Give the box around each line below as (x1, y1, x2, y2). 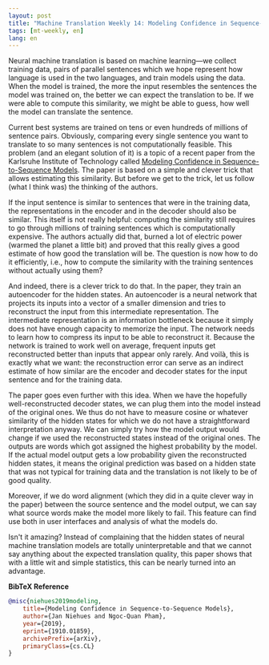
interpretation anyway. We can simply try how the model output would (8, 425, 239, 434)
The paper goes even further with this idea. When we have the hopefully (8, 390, 247, 401)
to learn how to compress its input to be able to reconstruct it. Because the (8, 332, 255, 342)
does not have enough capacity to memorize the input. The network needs (8, 324, 255, 333)
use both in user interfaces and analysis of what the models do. (8, 517, 219, 526)
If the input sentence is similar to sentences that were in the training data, (8, 198, 251, 208)
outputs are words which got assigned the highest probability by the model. (8, 441, 258, 451)
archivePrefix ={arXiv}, (22, 635, 102, 643)
